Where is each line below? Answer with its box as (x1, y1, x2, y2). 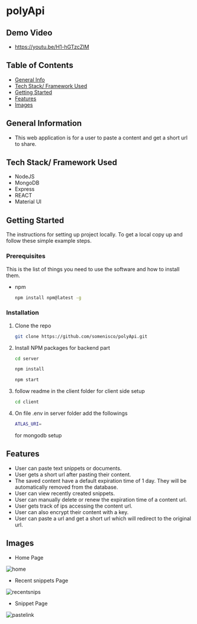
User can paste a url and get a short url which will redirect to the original (14, 515, 191, 522)
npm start (14, 377, 40, 383)
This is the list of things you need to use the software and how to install (6, 265, 180, 272)
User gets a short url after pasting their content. (14, 471, 131, 478)
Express (14, 186, 35, 193)
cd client (14, 399, 40, 405)
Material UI (14, 198, 42, 205)
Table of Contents (6, 60, 74, 70)
